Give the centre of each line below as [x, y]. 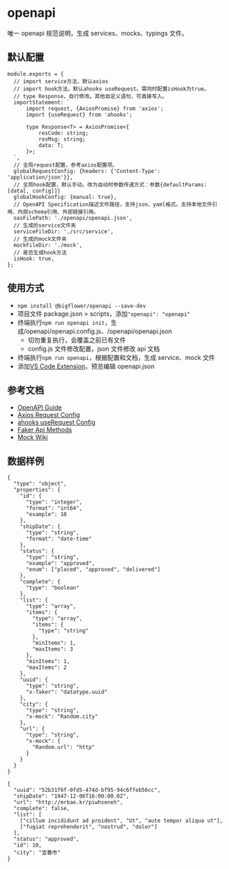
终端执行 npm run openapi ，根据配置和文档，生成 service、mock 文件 [116, 357]
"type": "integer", [54, 502]
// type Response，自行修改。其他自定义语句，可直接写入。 [90, 96]
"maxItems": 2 [46, 668]
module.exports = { [36, 74]
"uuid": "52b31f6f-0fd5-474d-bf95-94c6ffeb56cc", [87, 790]
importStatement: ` [42, 102]
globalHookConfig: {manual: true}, [65, 197]
